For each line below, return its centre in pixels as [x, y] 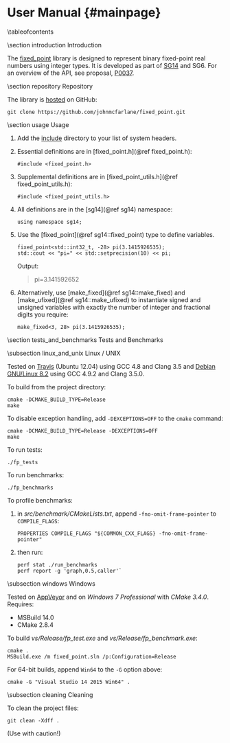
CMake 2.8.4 [35, 625]
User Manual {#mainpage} [84, 13]
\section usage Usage [38, 124]
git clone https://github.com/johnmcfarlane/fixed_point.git [96, 112]
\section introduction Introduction [54, 45]
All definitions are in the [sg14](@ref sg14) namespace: [95, 209]
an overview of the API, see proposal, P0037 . [71, 73]
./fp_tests [23, 462]
